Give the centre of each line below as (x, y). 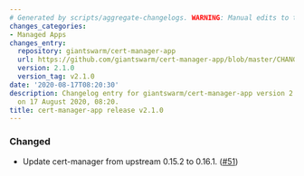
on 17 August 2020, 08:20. (68, 102)
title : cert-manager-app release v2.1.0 (87, 110)
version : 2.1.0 (46, 69)
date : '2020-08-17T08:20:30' (64, 85)
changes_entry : (38, 43)
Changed (30, 142)
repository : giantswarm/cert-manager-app (97, 51)
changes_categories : (48, 26)
